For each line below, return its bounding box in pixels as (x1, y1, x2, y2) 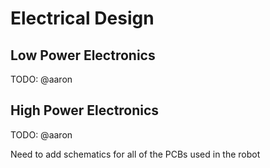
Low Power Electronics (10, 47, 156, 64)
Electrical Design (10, 7, 155, 30)
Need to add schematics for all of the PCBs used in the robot (10, 148, 261, 160)
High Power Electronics (10, 102, 160, 119)
